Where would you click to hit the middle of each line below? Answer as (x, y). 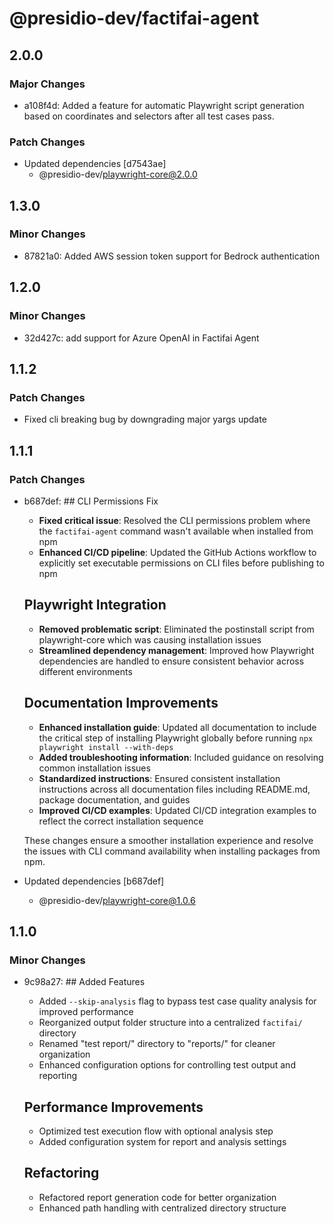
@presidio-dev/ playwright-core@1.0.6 (117, 900)
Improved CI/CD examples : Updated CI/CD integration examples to (177, 810)
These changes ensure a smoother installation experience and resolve (168, 840)
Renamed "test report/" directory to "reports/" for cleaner (157, 1044)
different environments (85, 671)
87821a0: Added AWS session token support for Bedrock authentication (172, 256)
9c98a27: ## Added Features (84, 982)
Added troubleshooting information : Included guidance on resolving (181, 757)
